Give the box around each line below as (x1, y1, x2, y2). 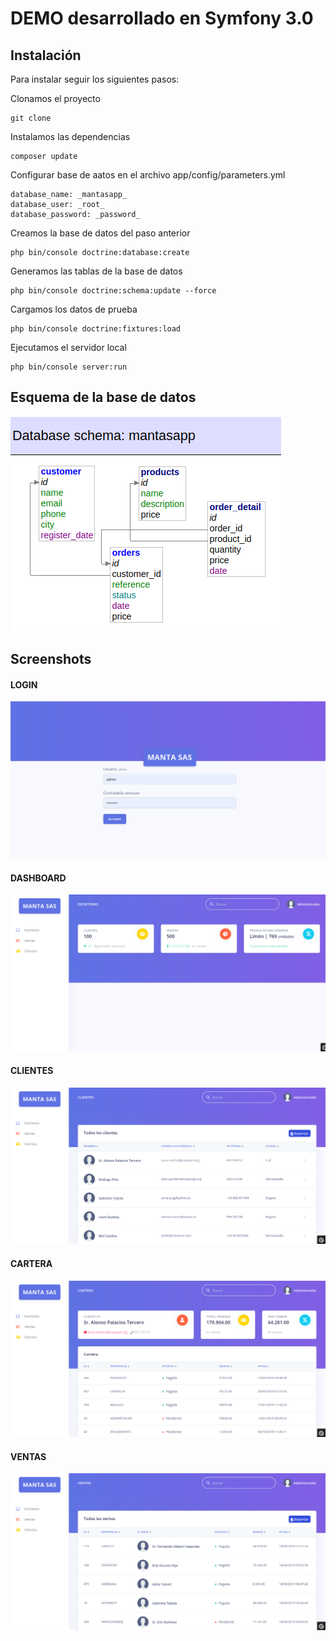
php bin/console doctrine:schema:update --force (10, 286, 217, 296)
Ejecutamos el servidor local (10, 342, 127, 353)
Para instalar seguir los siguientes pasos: (10, 73, 180, 85)
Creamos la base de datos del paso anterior (10, 227, 191, 239)
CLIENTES (10, 1065, 54, 1077)
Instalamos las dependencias (10, 131, 131, 142)
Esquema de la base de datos (10, 389, 197, 406)
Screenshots (10, 651, 92, 668)
